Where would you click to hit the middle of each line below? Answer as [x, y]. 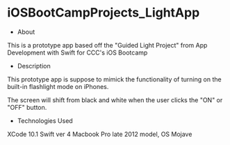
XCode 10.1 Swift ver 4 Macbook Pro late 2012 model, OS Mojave [100, 134]
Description [34, 66]
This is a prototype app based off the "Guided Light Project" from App [107, 45]
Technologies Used [45, 120]
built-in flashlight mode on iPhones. [58, 86]
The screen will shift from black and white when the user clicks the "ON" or [115, 100]
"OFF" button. [27, 107]
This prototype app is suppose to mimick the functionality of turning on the [114, 79]
